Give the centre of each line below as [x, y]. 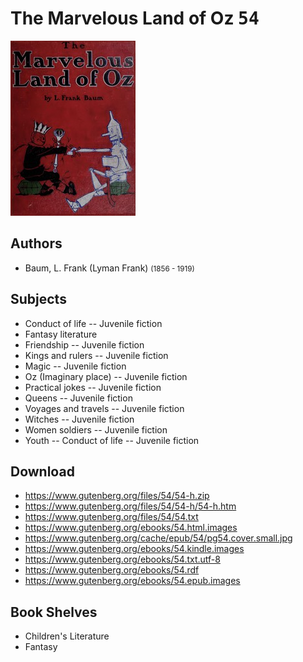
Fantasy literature [61, 334]
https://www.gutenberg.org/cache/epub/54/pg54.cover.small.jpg [158, 538]
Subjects [38, 299]
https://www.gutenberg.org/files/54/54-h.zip [117, 496]
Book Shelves [54, 612]
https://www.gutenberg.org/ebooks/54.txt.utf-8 [122, 559]
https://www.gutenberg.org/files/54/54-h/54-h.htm [130, 506]
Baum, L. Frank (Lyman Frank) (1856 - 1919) [109, 268]
